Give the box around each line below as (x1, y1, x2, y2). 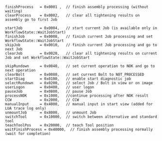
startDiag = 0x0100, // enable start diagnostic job (5, 76, 131, 81)
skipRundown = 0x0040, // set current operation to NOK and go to (5, 64, 155, 69)
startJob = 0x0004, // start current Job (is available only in (5, 26, 158, 30)
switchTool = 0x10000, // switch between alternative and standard (5, 114, 158, 119)
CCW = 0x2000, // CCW (5, 98, 79, 102)
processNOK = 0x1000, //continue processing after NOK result (5, 93, 149, 98)
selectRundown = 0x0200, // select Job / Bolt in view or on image (5, 81, 153, 85)
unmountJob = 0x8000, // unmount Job (5, 110, 97, 115)
